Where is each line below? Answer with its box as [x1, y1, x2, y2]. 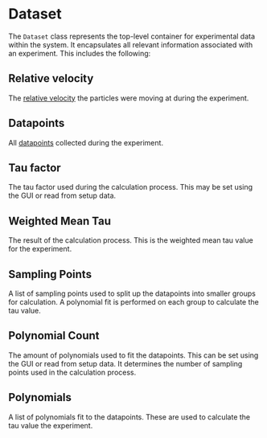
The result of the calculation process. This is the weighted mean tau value [8, 235, 253, 245]
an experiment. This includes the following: [8, 48, 151, 58]
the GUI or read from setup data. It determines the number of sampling [8, 358, 243, 368]
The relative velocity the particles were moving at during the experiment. [8, 93, 249, 103]
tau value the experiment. [8, 420, 93, 430]
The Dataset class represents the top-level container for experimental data [8, 31, 256, 41]
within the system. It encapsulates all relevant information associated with [8, 39, 253, 49]
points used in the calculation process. [8, 367, 137, 377]
